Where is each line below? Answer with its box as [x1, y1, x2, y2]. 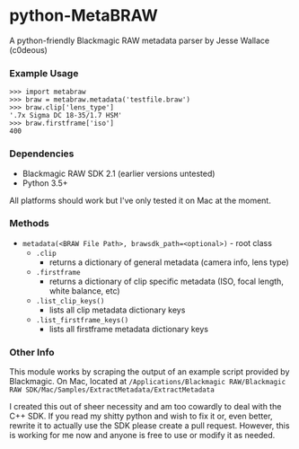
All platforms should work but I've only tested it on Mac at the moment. [9, 195, 271, 206]
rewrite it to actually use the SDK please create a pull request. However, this [9, 420, 290, 431]
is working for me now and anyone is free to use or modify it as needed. [9, 430, 276, 441]
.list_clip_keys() [35, 296, 105, 305]
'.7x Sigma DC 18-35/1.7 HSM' [9, 111, 123, 120]
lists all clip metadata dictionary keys [48, 304, 186, 315]
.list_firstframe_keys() [35, 315, 129, 324]
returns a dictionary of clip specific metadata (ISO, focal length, [48, 276, 285, 286]
